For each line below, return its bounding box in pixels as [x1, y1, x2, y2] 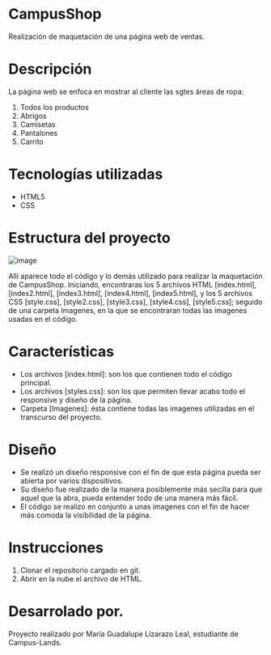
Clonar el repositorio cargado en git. [19, 565, 141, 575]
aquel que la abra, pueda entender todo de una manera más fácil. [19, 492, 239, 502]
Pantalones [19, 128, 58, 137]
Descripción [8, 60, 92, 78]
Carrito [19, 137, 44, 146]
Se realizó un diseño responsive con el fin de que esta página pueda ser [19, 467, 261, 477]
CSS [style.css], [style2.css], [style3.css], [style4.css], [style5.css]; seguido [8, 297, 263, 306]
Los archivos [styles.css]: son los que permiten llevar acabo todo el [19, 386, 245, 396]
